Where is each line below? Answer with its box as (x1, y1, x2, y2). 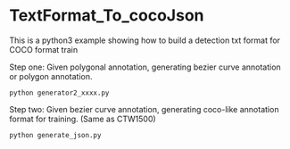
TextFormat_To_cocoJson (9, 5, 204, 26)
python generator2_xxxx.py (9, 88, 110, 97)
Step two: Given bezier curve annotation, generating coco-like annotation (9, 103, 279, 114)
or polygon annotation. (9, 70, 93, 81)
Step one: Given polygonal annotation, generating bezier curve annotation (9, 62, 281, 72)
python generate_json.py (9, 130, 102, 139)
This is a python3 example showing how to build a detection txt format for (9, 35, 281, 46)
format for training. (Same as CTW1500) (9, 113, 156, 124)
